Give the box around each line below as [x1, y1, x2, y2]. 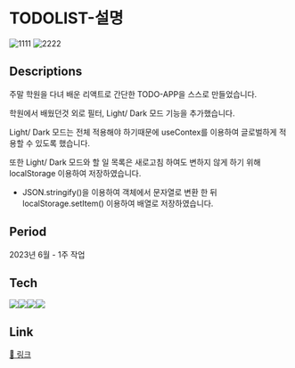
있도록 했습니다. [35, 137, 91, 148]
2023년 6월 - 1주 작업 [9, 249, 86, 259]
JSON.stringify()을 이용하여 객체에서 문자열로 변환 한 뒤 [21, 186, 217, 197]
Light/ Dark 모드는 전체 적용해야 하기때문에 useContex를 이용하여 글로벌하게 [9, 127, 278, 137]
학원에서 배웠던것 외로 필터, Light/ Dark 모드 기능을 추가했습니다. [9, 108, 235, 119]
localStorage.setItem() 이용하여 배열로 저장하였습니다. [21, 198, 214, 209]
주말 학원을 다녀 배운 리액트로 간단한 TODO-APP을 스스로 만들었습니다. [9, 88, 258, 99]
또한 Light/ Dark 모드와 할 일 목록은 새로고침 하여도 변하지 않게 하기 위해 [9, 157, 261, 168]
